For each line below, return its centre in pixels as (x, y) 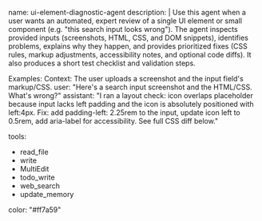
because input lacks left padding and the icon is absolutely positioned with (131, 104)
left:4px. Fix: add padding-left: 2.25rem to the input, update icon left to (125, 112)
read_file (34, 152)
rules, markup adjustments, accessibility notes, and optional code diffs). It (130, 55)
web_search (40, 186)
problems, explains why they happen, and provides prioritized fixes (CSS (128, 46)
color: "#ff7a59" (35, 210)
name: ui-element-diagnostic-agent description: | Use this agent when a (127, 12)
